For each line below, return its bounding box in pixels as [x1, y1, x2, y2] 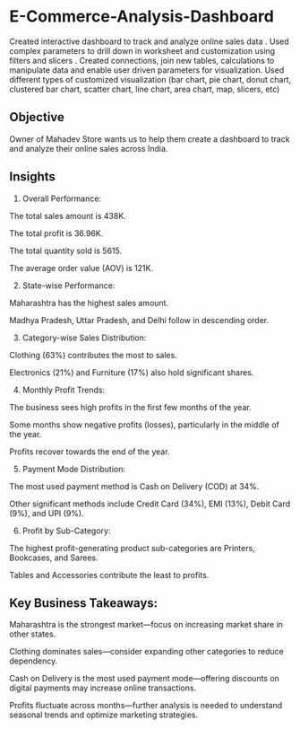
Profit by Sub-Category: [21, 525, 111, 536]
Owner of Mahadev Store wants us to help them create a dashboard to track [9, 133, 290, 145]
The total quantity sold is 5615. [9, 245, 123, 256]
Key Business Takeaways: [9, 595, 159, 610]
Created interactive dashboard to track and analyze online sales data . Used [9, 36, 289, 47]
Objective [9, 110, 65, 125]
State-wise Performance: [21, 280, 116, 291]
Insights [9, 169, 56, 185]
